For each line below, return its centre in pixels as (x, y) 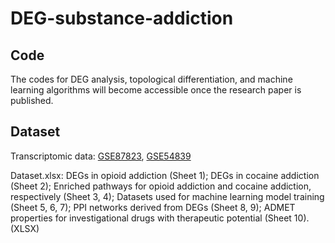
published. (32, 100)
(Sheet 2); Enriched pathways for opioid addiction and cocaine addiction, (161, 186)
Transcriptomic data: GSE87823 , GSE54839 (101, 156)
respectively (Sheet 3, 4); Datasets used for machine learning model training (167, 196)
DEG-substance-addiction (122, 18)
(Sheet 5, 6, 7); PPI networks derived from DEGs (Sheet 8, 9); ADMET (153, 207)
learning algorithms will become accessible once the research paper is (156, 90)
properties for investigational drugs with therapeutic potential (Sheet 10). (160, 218)
